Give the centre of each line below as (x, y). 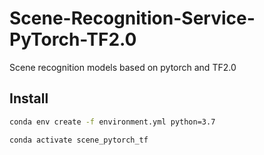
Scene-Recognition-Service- (132, 18)
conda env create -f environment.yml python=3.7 (112, 122)
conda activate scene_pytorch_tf (79, 140)
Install (29, 98)
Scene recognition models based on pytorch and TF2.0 (123, 67)
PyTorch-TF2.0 (73, 39)
